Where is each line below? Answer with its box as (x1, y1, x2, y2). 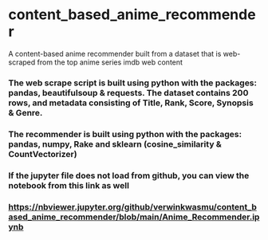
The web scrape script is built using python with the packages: (8, 77, 258, 89)
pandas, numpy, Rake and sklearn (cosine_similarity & (8, 138, 222, 149)
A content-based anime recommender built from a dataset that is (8, 49, 222, 58)
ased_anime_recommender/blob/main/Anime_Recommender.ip (8, 211, 260, 222)
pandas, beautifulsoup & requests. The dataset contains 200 (8, 87, 249, 98)
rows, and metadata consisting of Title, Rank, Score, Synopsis (8, 97, 254, 108)
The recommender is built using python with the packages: (8, 128, 242, 140)
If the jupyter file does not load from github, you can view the (8, 170, 250, 181)
